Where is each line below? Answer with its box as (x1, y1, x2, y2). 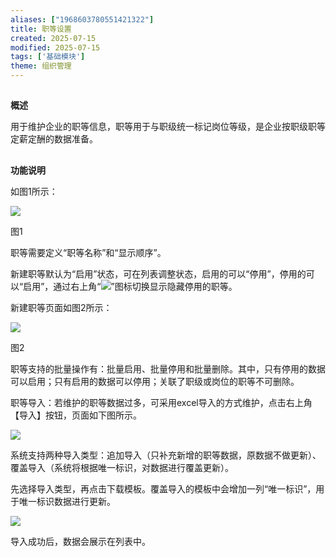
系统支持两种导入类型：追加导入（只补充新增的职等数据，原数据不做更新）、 (10, 449, 322, 461)
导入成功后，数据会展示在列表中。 (10, 535, 151, 547)
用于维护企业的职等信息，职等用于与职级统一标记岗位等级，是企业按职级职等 (10, 121, 326, 133)
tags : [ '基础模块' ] (10, 52, 86, 62)
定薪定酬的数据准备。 (10, 133, 98, 145)
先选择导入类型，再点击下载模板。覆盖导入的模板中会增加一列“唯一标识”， (10, 482, 317, 495)
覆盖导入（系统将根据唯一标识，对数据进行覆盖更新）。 (10, 461, 234, 473)
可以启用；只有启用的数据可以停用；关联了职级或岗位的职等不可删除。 (10, 375, 300, 387)
